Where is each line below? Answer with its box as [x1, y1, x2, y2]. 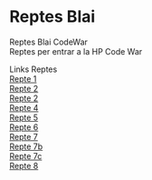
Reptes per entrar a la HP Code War [9, 45, 143, 56]
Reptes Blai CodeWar [9, 36, 89, 47]
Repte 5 [9, 112, 39, 123]
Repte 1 [9, 73, 37, 84]
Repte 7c [9, 150, 43, 161]
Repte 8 [9, 160, 39, 171]
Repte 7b [9, 141, 43, 152]
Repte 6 [9, 121, 39, 133]
